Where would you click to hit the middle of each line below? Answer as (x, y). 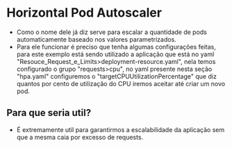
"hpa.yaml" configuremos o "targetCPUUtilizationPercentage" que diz (116, 76)
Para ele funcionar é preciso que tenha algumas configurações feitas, (116, 47)
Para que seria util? (49, 113)
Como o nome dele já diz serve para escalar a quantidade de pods (112, 32)
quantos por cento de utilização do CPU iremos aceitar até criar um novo (121, 83)
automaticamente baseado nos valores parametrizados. (96, 39)
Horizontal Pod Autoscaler (84, 13)
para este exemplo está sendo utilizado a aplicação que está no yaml (115, 54)
